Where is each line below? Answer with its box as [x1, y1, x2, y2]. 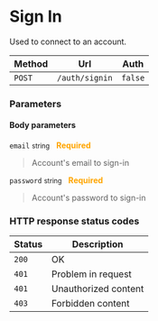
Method [14, 57, 49, 69]
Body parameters [9, 120, 77, 131]
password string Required [9, 175, 104, 186]
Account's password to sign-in [31, 192, 146, 204]
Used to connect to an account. [9, 36, 127, 47]
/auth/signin [57, 72, 113, 83]
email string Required [9, 140, 92, 151]
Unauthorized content [51, 282, 144, 295]
